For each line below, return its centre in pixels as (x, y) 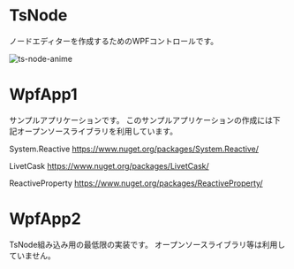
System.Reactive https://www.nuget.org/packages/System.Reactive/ (134, 149)
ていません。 (32, 255)
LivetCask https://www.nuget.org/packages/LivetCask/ (109, 165)
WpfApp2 (45, 219)
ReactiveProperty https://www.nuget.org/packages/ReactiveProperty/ (136, 183)
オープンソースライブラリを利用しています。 (97, 131)
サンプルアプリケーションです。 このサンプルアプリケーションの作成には (141, 119)
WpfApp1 (43, 95)
